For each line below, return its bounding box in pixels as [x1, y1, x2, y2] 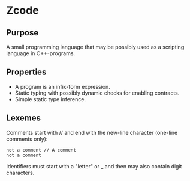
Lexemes [6, 113, 41, 123]
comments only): [6, 135, 48, 143]
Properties [6, 67, 47, 77]
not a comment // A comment [6, 147, 77, 153]
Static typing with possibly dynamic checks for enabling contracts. [14, 89, 180, 96]
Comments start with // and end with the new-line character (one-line [6, 129, 178, 136]
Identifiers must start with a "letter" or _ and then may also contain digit [6, 162, 182, 170]
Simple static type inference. [14, 95, 86, 102]
